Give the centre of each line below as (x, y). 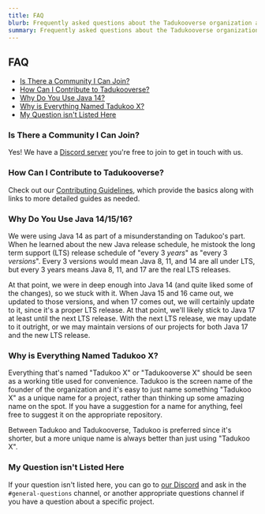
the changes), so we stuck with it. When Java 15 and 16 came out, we (121, 294)
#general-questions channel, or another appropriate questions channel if (126, 493)
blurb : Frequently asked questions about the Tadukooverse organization (130, 23)
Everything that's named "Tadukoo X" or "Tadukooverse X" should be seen (130, 373)
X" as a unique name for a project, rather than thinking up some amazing (126, 398)
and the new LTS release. (49, 336)
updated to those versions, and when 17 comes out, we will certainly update (131, 302)
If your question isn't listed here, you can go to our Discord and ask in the (127, 484)
